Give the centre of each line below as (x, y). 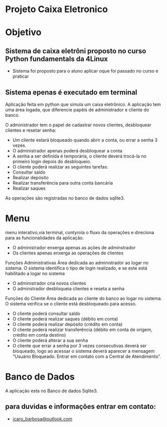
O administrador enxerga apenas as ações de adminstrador (74, 247)
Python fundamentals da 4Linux (57, 59)
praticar (21, 76)
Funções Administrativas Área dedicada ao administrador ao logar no (77, 262)
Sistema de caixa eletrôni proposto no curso (76, 51)
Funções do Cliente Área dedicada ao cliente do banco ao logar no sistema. (84, 298)
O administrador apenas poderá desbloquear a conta (67, 151)
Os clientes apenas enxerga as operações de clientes (68, 253)
